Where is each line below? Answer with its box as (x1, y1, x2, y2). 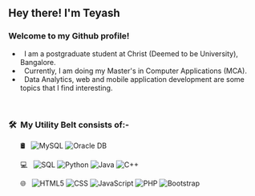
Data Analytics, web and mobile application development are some (23, 74, 245, 84)
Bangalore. (19, 57, 56, 67)
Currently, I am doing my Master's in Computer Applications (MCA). (23, 66, 247, 76)
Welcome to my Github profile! (8, 31, 130, 42)
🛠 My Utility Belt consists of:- (8, 119, 130, 130)
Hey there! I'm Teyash (8, 6, 120, 20)
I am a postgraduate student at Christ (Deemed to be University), (23, 48, 239, 59)
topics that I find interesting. (19, 83, 113, 92)
